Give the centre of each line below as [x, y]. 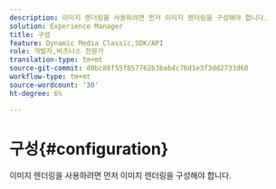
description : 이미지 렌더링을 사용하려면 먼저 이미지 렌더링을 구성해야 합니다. [139, 18]
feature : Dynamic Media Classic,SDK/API [87, 43]
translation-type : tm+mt [56, 60]
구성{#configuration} [89, 149]
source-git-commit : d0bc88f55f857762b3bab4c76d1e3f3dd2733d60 [129, 69]
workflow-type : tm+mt [50, 77]
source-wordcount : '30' [54, 85]
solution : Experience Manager [67, 26]
